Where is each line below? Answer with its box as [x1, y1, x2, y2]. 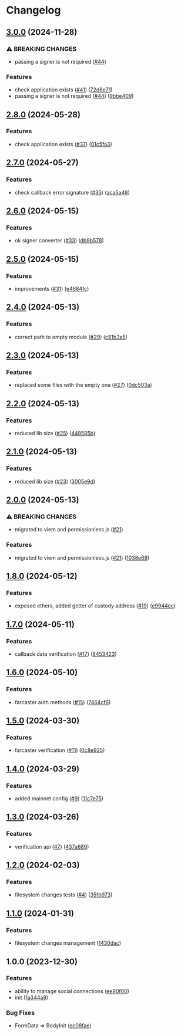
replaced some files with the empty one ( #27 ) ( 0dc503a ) [14, 382, 152, 389]
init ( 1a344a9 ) [14, 994, 49, 1001]
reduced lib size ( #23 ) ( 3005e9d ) [14, 478, 96, 485]
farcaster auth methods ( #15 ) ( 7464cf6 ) [14, 698, 111, 705]
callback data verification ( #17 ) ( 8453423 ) [14, 650, 118, 658]
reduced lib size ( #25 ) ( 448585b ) [14, 429, 96, 436]
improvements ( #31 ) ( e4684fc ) [14, 285, 89, 292]
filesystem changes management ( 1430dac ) [14, 939, 122, 947]
